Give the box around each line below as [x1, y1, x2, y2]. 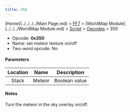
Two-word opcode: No [12, 45, 58, 51]
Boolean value [54, 77, 87, 84]
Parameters [5, 56, 29, 62]
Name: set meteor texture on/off [12, 40, 77, 46]
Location [7, 69, 28, 75]
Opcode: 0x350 [12, 35, 45, 41]
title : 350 [5, 7, 27, 12]
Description [56, 69, 84, 75]
